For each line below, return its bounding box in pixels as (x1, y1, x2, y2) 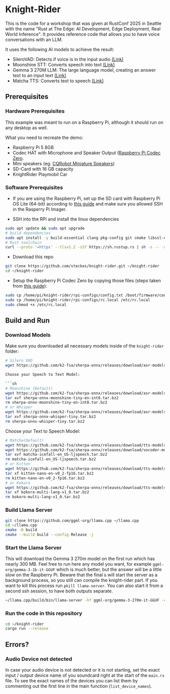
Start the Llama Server (5, 544, 62, 551)
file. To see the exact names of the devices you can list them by (5, 677, 138, 683)
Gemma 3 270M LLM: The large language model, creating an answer (12, 67, 156, 73)
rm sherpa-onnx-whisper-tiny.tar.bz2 (5, 419, 85, 424)
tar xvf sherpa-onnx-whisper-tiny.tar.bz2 (5, 414, 96, 420)
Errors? (5, 640, 29, 649)
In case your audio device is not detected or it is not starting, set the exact (5, 667, 160, 673)
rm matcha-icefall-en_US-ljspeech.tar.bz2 (5, 457, 96, 462)
